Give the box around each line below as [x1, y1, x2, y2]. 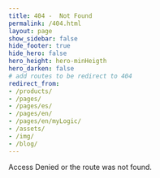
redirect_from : [8, 79, 60, 87]
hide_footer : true [8, 42, 71, 50]
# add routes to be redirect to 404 [8, 72, 132, 80]
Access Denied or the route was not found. [8, 162, 153, 172]
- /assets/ [8, 125, 45, 133]
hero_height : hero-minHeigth [8, 57, 107, 66]
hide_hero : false [8, 49, 67, 57]
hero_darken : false [8, 65, 75, 73]
